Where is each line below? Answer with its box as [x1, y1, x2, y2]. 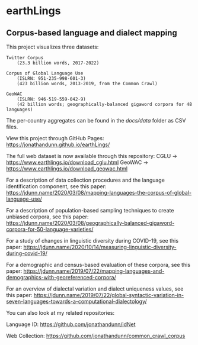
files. [6, 123, 18, 130]
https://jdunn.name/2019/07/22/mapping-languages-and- [23, 267, 165, 275]
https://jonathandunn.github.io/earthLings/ [6, 141, 110, 148]
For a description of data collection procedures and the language [6, 176, 165, 183]
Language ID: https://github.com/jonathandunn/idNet [6, 321, 136, 328]
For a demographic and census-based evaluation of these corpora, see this [6, 262, 191, 268]
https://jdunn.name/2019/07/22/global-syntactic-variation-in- [33, 292, 184, 298]
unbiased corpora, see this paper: [6, 213, 89, 220]
